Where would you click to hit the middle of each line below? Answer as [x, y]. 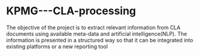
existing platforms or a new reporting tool [57, 46]
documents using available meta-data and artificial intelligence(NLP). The [97, 33]
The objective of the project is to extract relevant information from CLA [94, 27]
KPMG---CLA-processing [71, 11]
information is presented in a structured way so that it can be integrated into [100, 40]
